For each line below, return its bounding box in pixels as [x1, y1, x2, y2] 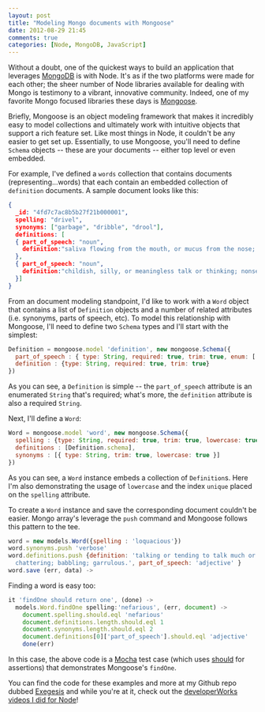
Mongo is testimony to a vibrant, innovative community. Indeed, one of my [8, 88, 249, 97]
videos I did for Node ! [8, 695, 79, 704]
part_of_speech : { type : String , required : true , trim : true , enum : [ [15, 353, 256, 361]
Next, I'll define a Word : [8, 414, 81, 423]
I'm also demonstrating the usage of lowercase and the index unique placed [8, 481, 252, 490]
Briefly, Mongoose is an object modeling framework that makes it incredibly [8, 112, 254, 121]
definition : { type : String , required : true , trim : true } [15, 360, 211, 368]
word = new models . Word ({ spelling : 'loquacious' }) [8, 537, 181, 545]
